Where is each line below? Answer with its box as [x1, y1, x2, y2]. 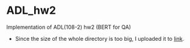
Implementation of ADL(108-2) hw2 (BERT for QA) [6, 23, 132, 31]
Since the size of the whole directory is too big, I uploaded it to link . [15, 35, 185, 42]
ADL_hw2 [6, 4, 57, 17]
